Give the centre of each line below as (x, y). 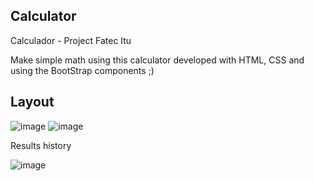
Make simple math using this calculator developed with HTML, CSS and (157, 60)
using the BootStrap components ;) (82, 70)
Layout (32, 102)
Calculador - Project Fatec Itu (71, 40)
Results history (41, 145)
